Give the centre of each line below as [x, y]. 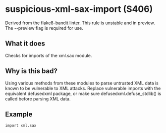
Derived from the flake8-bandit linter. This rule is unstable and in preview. [80, 23]
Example [19, 114]
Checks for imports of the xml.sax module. [49, 55]
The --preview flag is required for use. [44, 28]
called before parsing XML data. [38, 99]
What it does [25, 44]
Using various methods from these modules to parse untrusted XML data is [82, 83]
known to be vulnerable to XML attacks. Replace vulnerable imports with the [83, 88]
